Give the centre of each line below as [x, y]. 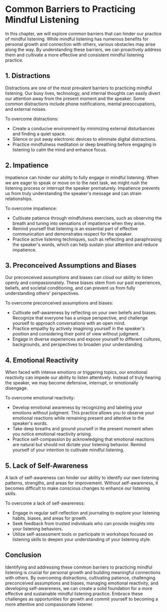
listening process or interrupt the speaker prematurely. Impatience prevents [83, 188]
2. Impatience [27, 165]
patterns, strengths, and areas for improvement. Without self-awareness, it [82, 483]
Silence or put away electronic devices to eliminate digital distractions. [84, 139]
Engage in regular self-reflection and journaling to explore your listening [86, 513]
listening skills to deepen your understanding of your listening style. [82, 539]
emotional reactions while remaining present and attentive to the [78, 418]
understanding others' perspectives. [42, 294]
